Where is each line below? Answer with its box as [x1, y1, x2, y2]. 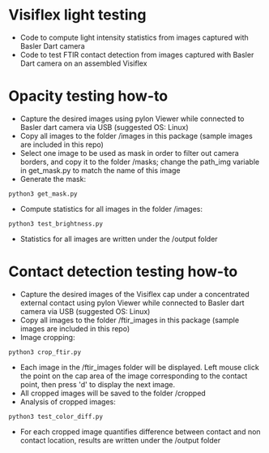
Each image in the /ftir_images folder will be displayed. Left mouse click [19, 362, 259, 372]
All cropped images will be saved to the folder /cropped [19, 388, 207, 398]
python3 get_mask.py [8, 189, 79, 198]
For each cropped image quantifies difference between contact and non [19, 426, 261, 436]
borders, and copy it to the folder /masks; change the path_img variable [19, 157, 260, 166]
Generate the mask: [19, 174, 87, 183]
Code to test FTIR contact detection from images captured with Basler [19, 50, 254, 59]
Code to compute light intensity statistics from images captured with [19, 32, 249, 42]
